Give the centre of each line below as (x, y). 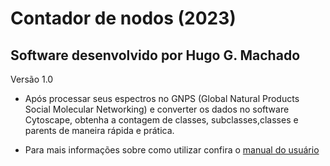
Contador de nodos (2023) (123, 18)
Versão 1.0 (32, 79)
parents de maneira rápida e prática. (99, 130)
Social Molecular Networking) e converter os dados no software (157, 109)
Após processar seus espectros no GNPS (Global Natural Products (162, 98)
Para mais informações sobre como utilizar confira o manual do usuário (172, 150)
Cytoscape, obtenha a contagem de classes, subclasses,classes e (161, 120)
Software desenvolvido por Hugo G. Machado (155, 55)
